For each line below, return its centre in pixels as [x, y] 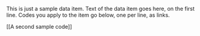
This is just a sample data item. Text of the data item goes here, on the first [101, 9]
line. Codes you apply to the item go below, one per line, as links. [88, 15]
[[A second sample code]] [39, 27]
